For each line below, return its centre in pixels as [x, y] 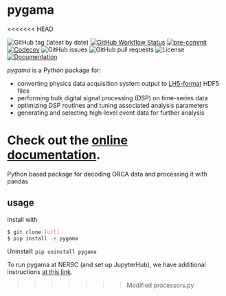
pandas [18, 181]
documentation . [54, 155]
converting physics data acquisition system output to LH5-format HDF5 [118, 83]
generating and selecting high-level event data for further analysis [111, 113]
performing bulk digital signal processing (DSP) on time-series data [112, 98]
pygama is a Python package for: [54, 70]
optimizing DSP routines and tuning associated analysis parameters [112, 105]
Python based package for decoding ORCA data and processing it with [107, 174]
